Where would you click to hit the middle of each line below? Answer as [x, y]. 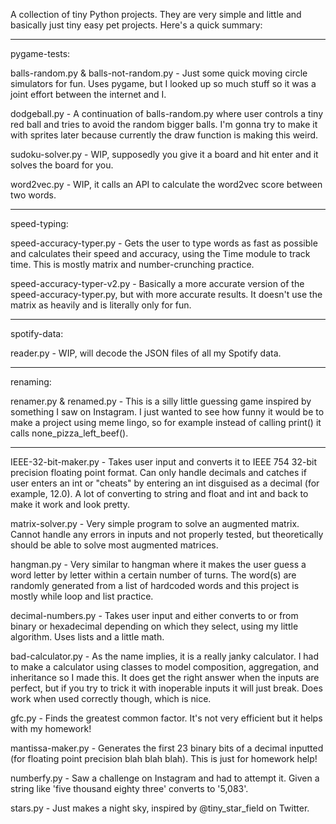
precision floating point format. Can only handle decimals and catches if [158, 472]
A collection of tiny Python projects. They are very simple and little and [156, 14]
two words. [33, 195]
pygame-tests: [40, 53]
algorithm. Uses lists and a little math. [87, 637]
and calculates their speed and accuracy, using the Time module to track [160, 253]
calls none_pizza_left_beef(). [69, 433]
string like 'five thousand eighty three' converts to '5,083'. [129, 788]
